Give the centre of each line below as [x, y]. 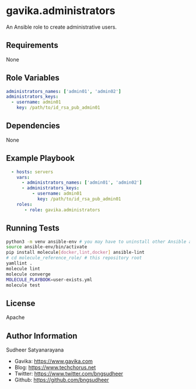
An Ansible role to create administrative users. [62, 27]
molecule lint [23, 268]
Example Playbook [40, 158]
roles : [24, 204]
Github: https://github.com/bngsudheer [62, 380]
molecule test [23, 285]
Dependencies [33, 126]
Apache [15, 318]
